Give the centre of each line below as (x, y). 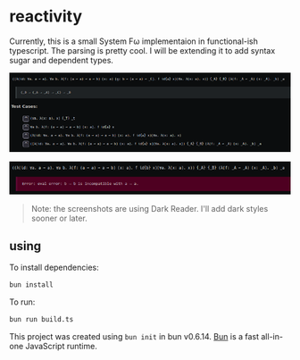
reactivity (46, 17)
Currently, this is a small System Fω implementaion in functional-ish (134, 41)
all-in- (272, 337)
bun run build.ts (42, 320)
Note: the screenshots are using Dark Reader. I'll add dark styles (150, 208)
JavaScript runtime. (62, 347)
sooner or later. (59, 218)
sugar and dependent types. (62, 60)
